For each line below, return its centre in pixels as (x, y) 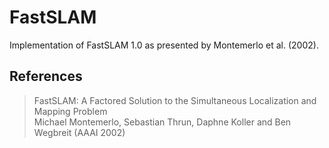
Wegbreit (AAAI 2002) (79, 132)
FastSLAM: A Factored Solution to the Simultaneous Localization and (175, 100)
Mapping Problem (70, 111)
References (46, 76)
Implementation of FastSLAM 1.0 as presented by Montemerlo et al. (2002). (164, 45)
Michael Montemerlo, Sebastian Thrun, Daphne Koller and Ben (162, 122)
